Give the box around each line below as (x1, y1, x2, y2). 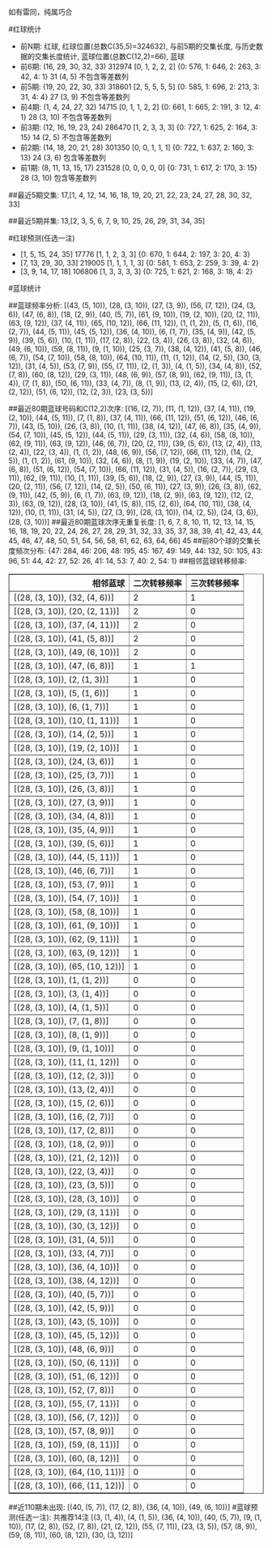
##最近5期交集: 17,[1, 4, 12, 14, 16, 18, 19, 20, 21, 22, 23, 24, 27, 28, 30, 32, (8, 190, 253, 200)
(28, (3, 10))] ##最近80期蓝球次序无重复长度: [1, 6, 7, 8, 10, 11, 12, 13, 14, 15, (8, 517, 256, 526)
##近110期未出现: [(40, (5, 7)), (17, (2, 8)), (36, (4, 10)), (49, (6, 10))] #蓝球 (8, 1503, 251, 1512)
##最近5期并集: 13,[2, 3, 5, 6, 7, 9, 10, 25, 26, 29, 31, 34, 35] (8, 216, 206, 225)
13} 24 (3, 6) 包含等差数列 (19, 153, 107, 162)
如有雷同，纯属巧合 (8, 7, 73, 16)
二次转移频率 (133, 578, 182, 589)
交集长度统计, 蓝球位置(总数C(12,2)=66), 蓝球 (34, 52, 185, 61)
